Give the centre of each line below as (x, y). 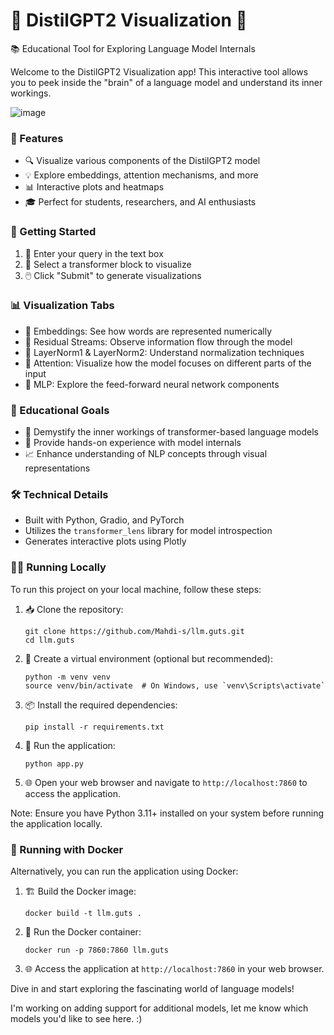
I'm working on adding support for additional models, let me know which (159, 1008)
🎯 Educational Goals (60, 410)
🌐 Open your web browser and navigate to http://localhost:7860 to (166, 782)
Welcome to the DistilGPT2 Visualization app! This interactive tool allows (159, 71)
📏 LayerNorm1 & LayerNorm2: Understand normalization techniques (164, 352)
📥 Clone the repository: (74, 609)
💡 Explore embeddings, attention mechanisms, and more (141, 175)
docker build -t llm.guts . (83, 914)
